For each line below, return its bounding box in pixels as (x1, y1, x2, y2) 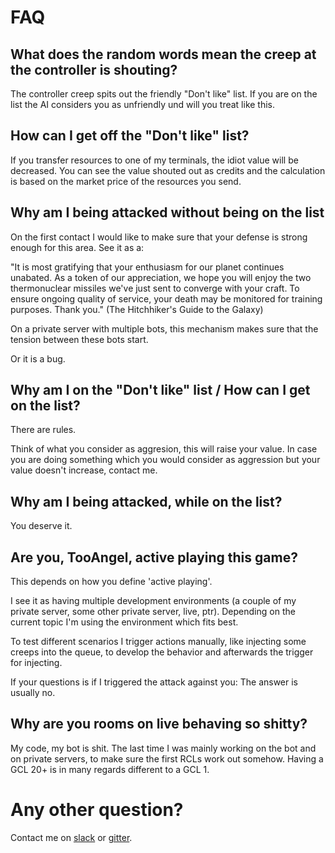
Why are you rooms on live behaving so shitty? (10, 716, 308, 733)
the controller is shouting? (10, 61, 178, 78)
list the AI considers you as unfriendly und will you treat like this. (10, 99, 276, 110)
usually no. (10, 687, 56, 699)
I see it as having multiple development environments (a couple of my (10, 595, 297, 607)
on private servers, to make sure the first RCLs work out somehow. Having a (10, 752, 324, 765)
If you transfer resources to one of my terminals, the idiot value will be (10, 154, 299, 166)
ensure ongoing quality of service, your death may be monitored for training (10, 292, 323, 305)
